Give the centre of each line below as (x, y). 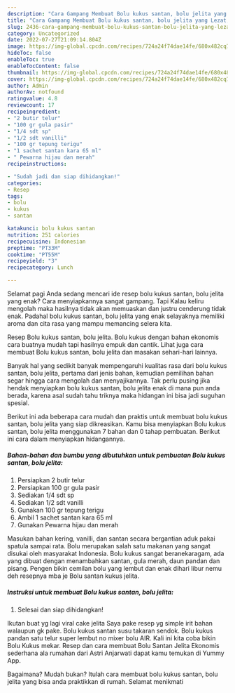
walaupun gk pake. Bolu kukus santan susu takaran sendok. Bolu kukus (110, 631)
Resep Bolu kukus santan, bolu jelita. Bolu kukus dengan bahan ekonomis (113, 337)
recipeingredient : (34, 112)
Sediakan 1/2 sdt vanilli (50, 502)
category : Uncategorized (43, 33)
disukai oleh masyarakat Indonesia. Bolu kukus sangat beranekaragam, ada (116, 553)
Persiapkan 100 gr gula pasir (58, 487)
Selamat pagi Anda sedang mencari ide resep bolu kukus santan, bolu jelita (115, 293)
